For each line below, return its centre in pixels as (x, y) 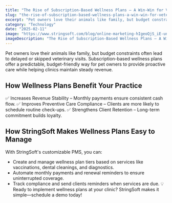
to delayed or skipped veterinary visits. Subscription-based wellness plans (84, 58)
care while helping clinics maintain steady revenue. (59, 69)
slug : (11, 15)
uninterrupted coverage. (38, 178)
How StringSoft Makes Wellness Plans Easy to (80, 131)
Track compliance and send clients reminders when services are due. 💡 (88, 184)
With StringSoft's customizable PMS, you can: (54, 152)
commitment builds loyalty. (34, 115)
